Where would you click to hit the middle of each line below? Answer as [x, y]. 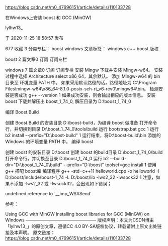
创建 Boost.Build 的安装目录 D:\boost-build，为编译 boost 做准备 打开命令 [81, 123]
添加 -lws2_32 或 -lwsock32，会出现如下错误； [63, 183]
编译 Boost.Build [22, 112]
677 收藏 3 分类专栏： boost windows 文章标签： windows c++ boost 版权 [82, 49]
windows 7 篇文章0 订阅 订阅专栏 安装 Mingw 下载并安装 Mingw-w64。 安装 [84, 70]
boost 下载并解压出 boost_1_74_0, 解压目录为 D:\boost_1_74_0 [68, 101]
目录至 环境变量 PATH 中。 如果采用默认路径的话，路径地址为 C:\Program [81, 83]
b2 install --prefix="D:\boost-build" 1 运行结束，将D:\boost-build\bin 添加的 [83, 135]
